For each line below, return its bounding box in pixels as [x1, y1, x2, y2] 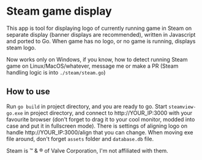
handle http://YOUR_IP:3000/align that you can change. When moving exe [6, 128, 193, 136]
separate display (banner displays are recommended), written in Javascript [6, 31, 196, 38]
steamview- [168, 104, 196, 110]
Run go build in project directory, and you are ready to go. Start [6, 103, 167, 110]
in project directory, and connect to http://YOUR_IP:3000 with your [24, 109, 193, 117]
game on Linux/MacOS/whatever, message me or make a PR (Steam [6, 62, 179, 70]
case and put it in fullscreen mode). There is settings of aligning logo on [6, 122, 188, 129]
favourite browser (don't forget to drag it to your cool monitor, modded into [6, 115, 195, 123]
